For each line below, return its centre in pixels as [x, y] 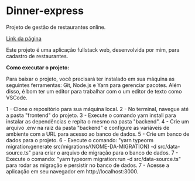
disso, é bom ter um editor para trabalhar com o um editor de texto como [94, 91]
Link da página [24, 38]
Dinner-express [45, 11]
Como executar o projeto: [38, 67]
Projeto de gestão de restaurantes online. [56, 27]
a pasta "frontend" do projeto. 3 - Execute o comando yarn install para [91, 115]
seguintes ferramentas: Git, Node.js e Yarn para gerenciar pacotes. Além [94, 85]
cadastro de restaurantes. [37, 56]
